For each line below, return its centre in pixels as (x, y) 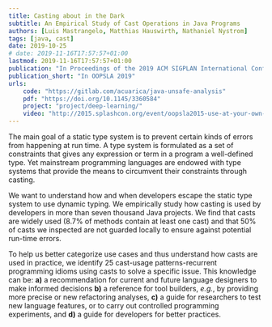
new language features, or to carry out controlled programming (114, 306)
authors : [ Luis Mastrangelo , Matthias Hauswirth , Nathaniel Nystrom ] (128, 31)
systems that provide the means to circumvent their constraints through (128, 171)
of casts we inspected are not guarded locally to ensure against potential (130, 230)
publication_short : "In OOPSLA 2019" (72, 76)
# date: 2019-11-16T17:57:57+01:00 (68, 53)
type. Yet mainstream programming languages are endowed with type (125, 162)
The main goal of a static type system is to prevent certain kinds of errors (131, 137)
